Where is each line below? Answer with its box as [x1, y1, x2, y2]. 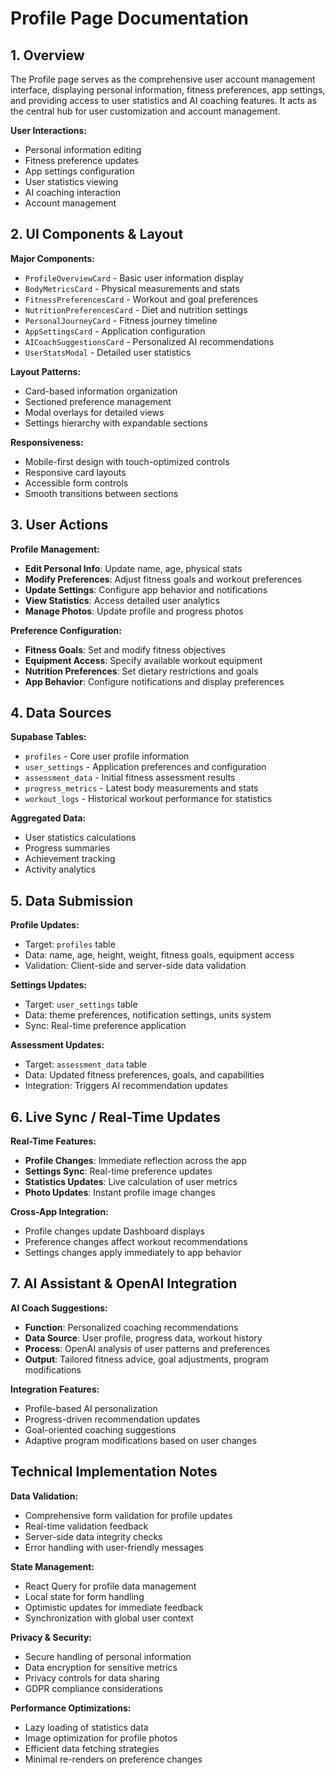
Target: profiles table [24, 938, 116, 951]
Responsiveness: [10, 436, 84, 448]
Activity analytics [24, 863, 97, 876]
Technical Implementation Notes [10, 1463, 218, 1481]
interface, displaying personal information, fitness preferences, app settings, [10, 84, 326, 96]
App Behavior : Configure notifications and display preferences [24, 675, 285, 687]
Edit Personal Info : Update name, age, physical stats [24, 562, 243, 574]
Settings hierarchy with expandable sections [24, 417, 208, 429]
